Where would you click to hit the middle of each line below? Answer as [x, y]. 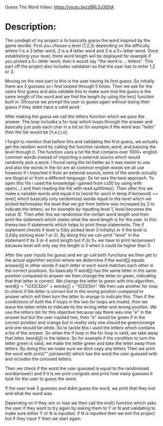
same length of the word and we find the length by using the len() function [80, 96]
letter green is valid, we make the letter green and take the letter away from [80, 343]
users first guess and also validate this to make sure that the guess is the [78, 91]
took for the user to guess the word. [41, 379]
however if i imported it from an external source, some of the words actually [81, 173]
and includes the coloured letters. [39, 359]
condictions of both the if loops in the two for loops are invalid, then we [76, 302]
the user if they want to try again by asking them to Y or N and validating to [80, 408]
